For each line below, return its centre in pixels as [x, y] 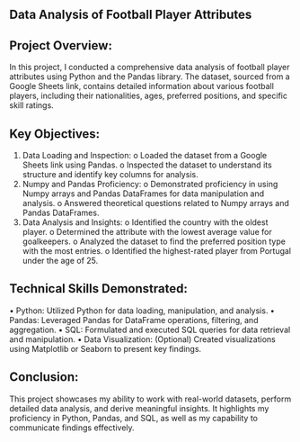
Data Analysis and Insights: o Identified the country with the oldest [145, 222]
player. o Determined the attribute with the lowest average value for [147, 232]
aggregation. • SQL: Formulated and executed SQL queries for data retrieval [150, 329]
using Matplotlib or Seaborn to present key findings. [106, 348]
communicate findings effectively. [72, 428]
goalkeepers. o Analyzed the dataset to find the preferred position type [154, 241]
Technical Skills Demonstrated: [99, 289]
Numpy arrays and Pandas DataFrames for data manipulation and [143, 194]
